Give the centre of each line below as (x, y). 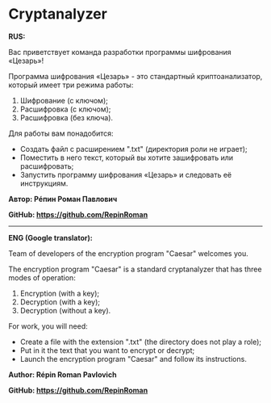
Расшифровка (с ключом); (65, 109)
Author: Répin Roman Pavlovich (63, 374)
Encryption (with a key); (59, 293)
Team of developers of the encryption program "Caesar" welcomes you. (128, 253)
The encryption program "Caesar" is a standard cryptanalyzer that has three (135, 269)
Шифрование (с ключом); (64, 100)
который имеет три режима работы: (71, 85)
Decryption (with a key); (60, 302)
